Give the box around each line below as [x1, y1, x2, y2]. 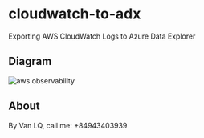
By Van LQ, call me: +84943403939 [8, 120, 128, 130]
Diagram [8, 55, 52, 68]
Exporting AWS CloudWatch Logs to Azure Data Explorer [8, 31, 196, 41]
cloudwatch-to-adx [8, 5, 141, 23]
